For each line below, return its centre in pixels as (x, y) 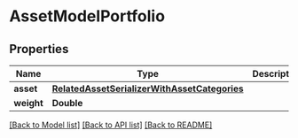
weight (29, 103)
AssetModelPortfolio (87, 16)
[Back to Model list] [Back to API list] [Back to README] (111, 125)
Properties (39, 49)
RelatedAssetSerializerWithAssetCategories (148, 88)
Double (67, 103)
